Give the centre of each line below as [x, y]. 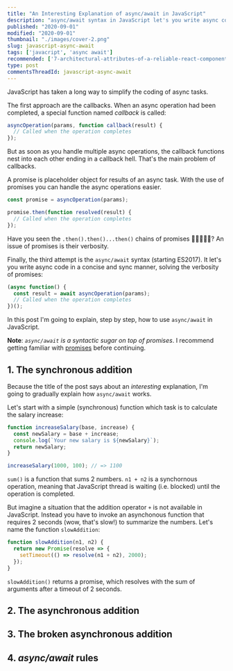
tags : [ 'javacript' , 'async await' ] [60, 53]
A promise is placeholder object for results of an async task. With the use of [115, 180]
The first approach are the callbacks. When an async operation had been [112, 105]
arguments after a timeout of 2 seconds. [65, 589]
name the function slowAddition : [54, 530]
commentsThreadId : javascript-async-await [69, 72]
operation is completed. [41, 494]
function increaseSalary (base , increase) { [71, 427]
